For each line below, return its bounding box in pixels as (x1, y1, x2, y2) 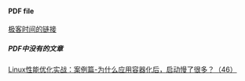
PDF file (8, 6, 35, 16)
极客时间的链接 (8, 24, 57, 34)
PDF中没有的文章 (8, 44, 64, 53)
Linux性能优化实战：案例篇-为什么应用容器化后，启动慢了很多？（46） (8, 65, 237, 74)
